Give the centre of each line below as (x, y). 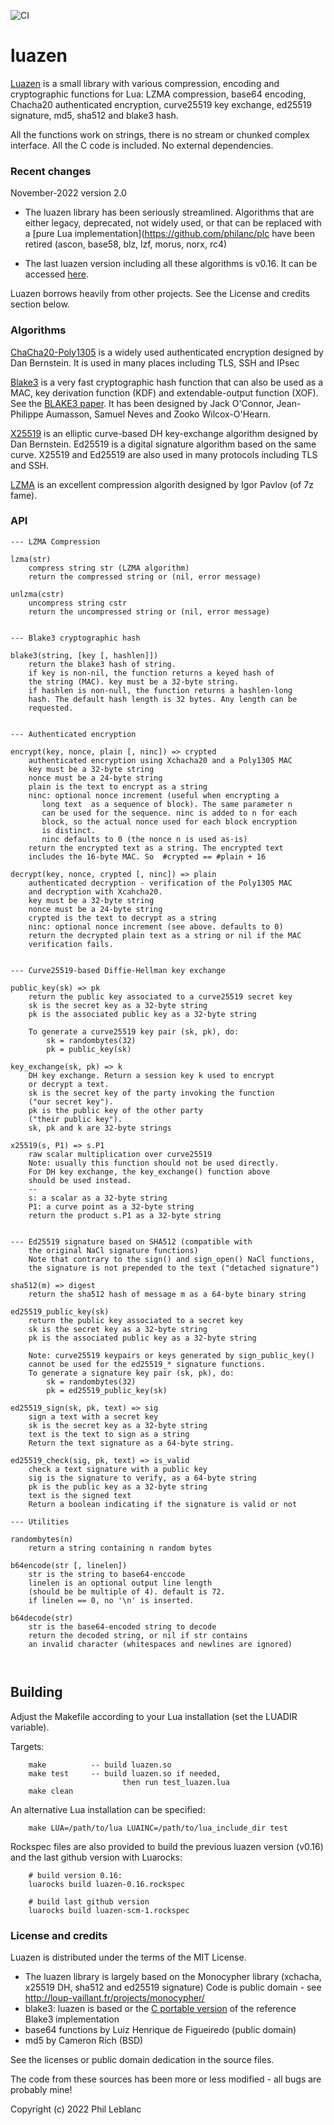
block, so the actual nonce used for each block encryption (169, 821)
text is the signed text (80, 1495)
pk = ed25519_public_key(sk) (107, 1390)
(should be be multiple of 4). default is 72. (127, 1591)
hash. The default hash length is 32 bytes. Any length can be (163, 699)
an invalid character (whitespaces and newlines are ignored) (160, 1644)
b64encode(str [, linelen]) (69, 1565)
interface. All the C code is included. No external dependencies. (142, 145)
